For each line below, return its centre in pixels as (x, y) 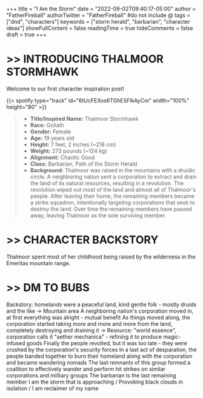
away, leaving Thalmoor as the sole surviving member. (98, 215)
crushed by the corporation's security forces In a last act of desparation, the (101, 349)
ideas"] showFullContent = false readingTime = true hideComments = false (100, 28)
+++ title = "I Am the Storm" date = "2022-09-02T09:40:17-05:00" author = (101, 9)
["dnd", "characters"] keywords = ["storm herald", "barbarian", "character (98, 22)
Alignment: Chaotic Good (62, 157)
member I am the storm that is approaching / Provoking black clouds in (95, 382)
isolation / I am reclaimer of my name (52, 388)
